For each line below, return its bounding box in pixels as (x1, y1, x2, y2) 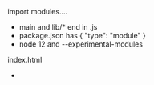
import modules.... (7, 7, 68, 16)
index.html (7, 55, 43, 64)
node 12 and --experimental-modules (18, 39, 144, 49)
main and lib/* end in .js (18, 22, 98, 31)
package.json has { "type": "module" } (18, 31, 146, 40)
